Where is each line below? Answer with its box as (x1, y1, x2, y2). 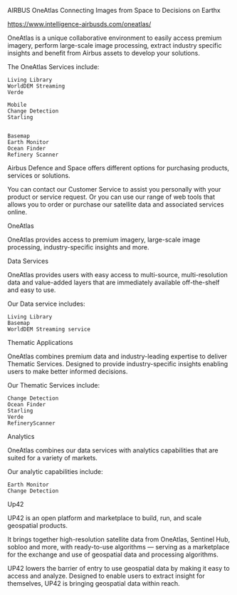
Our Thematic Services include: (7, 381, 100, 389)
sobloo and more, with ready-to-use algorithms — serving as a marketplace (7, 543, 230, 551)
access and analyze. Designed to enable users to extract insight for (7, 571, 205, 580)
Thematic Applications (7, 338, 73, 346)
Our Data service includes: (7, 299, 85, 308)
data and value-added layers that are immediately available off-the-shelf (7, 278, 220, 286)
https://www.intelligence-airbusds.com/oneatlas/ (7, 20, 152, 28)
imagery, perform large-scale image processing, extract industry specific (7, 41, 222, 49)
